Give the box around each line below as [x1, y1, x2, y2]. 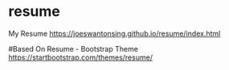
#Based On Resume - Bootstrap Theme [8, 44, 139, 53]
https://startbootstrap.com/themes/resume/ [8, 52, 153, 62]
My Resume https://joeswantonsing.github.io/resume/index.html [8, 29, 221, 38]
